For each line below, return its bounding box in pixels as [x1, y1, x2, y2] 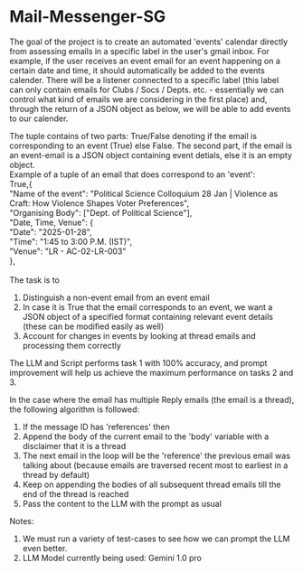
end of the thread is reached [22, 488, 129, 499]
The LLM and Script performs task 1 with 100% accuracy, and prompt [9, 357, 268, 368]
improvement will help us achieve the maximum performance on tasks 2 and [9, 367, 294, 378]
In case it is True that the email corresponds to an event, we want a [22, 301, 273, 313]
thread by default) [22, 469, 90, 480]
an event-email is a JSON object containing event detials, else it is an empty [9, 149, 292, 160]
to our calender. [9, 113, 69, 124]
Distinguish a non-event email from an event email [22, 292, 210, 303]
